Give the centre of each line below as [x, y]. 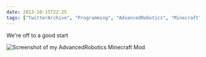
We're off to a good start [37, 35]
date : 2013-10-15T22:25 [37, 12]
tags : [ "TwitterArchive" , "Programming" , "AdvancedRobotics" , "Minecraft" [104, 18]
